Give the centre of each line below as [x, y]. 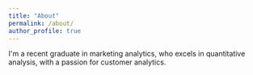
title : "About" [34, 16]
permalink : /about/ [41, 23]
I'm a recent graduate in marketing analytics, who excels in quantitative [127, 54]
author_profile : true [45, 31]
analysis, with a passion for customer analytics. [87, 62]
